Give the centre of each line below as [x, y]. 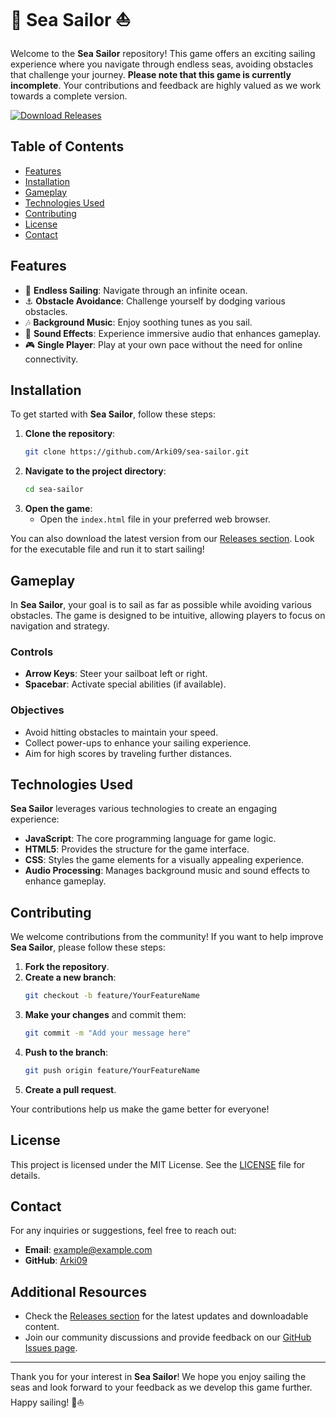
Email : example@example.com [88, 1250]
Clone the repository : [70, 434]
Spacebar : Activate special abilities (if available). [125, 684]
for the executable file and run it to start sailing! [107, 549]
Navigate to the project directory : [95, 471]
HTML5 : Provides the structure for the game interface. [137, 849]
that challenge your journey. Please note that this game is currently [151, 74]
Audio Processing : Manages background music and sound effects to [167, 871]
